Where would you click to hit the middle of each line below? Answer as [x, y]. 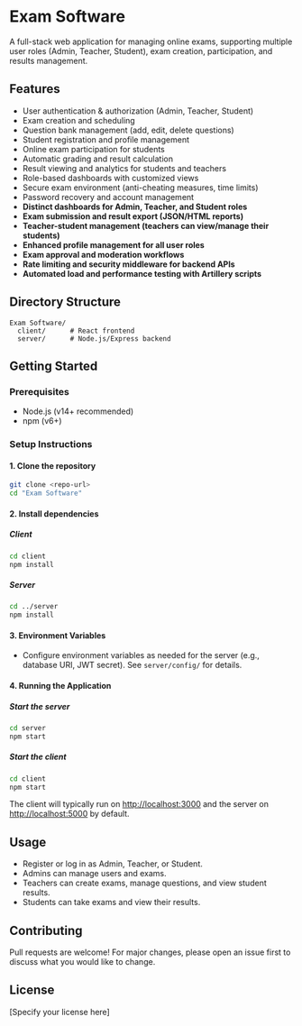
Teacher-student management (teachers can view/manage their [146, 225]
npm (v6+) [42, 421]
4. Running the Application [60, 685]
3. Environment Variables [58, 635]
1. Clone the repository [53, 465]
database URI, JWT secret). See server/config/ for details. [132, 665]
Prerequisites [39, 391]
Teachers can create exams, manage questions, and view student [145, 883]
